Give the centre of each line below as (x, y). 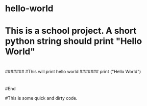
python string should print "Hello (73, 41)
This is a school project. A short (71, 31)
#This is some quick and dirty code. (41, 98)
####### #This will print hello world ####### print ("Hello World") (73, 71)
